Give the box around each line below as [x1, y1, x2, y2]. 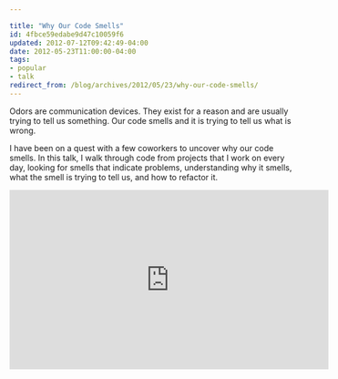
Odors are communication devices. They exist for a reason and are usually [9, 106, 289, 117]
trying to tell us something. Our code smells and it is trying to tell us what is [9, 115, 292, 126]
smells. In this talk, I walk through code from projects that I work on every [9, 152, 285, 163]
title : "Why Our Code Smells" [9, 21, 125, 30]
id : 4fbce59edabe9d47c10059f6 [9, 29, 125, 39]
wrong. [9, 125, 36, 136]
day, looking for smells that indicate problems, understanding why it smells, [9, 161, 292, 173]
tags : [9, 56, 30, 65]
